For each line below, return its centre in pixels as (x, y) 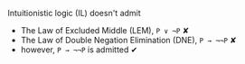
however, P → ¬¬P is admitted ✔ (79, 50)
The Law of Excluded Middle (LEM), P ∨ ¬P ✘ (105, 30)
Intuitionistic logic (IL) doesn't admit (74, 13)
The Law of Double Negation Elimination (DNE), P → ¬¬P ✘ (129, 40)
